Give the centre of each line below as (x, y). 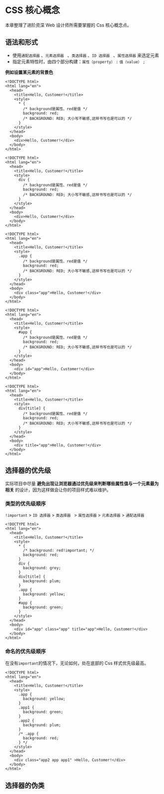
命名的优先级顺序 (26, 651)
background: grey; (42, 568)
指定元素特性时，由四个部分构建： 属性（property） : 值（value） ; (79, 61)
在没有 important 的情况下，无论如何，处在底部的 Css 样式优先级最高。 (77, 663)
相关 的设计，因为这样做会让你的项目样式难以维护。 (58, 490)
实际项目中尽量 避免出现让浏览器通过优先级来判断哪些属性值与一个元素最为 (82, 483)
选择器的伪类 (25, 785)
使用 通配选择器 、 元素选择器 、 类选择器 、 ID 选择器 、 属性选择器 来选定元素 (85, 55)
